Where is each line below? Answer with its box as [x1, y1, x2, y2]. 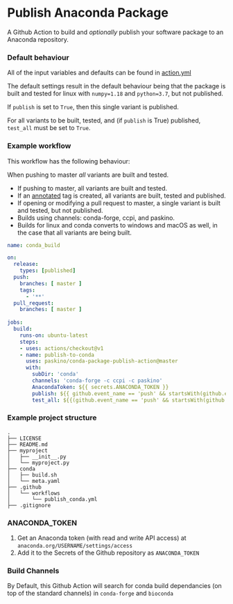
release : [13, 261, 39, 268]
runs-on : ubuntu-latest [19, 332, 89, 339]
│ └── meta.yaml [7, 477, 60, 484]
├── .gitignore [7, 502, 51, 509]
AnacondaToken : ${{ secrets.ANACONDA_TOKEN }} [32, 383, 169, 390]
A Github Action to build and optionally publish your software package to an [7, 28, 224, 36]
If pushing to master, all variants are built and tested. [17, 184, 168, 192]
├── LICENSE [7, 435, 42, 442]
